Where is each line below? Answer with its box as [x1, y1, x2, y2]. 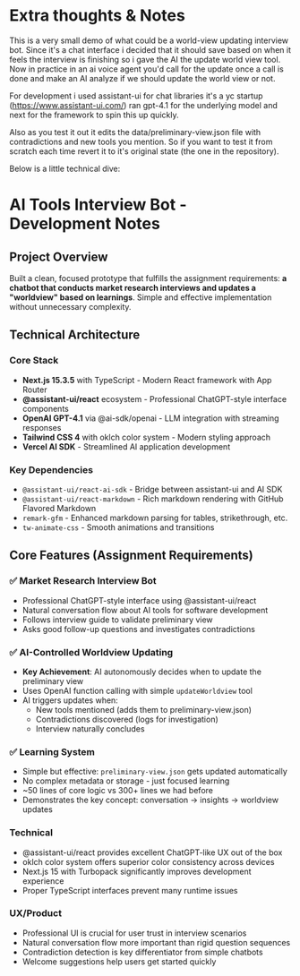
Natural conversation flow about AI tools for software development [21, 604, 269, 615]
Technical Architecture [9, 328, 141, 343]
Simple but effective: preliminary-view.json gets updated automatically [21, 766, 288, 777]
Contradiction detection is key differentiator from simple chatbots [21, 946, 263, 957]
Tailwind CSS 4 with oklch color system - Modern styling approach [21, 432, 271, 442]
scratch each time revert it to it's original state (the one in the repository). [9, 145, 279, 157]
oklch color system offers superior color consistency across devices [21, 856, 275, 867]
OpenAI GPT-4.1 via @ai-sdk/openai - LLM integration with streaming [21, 413, 279, 424]
